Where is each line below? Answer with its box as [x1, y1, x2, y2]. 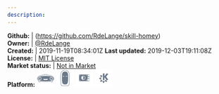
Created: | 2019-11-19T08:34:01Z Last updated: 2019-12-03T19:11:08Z [7, 46, 213, 55]
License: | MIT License [7, 53, 75, 62]
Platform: [7, 80, 35, 88]
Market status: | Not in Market [7, 61, 96, 69]
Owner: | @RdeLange [7, 39, 70, 47]
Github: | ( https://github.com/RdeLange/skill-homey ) [7, 32, 161, 40]
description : [7, 11, 46, 18]
